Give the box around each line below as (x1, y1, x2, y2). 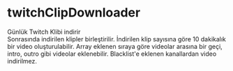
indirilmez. (7, 57, 37, 65)
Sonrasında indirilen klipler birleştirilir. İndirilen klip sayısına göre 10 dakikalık (7, 34, 227, 43)
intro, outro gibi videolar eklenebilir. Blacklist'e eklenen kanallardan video (7, 50, 217, 58)
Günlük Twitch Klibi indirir (7, 28, 81, 36)
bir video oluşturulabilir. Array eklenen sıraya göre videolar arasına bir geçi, (7, 42, 223, 50)
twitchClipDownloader (7, 5, 141, 21)
